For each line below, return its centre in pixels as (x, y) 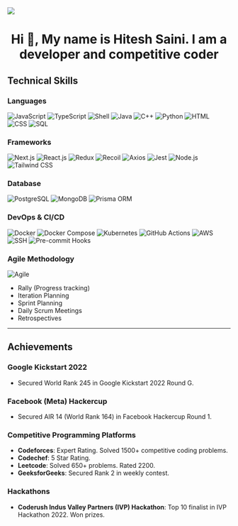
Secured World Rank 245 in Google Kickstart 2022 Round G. (106, 383)
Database (24, 184)
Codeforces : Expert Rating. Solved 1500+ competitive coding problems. (123, 451)
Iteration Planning (43, 296)
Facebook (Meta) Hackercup (57, 401)
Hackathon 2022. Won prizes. (61, 515)
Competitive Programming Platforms (72, 434)
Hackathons (29, 491)
